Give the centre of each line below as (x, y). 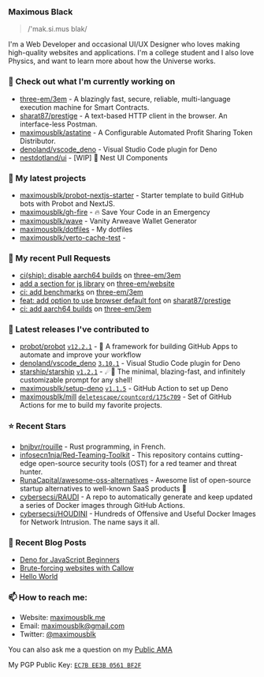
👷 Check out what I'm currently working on (92, 81)
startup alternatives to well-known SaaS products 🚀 (103, 488)
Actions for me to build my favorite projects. (91, 405)
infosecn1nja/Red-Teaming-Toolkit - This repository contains (117, 455)
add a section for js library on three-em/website (97, 284)
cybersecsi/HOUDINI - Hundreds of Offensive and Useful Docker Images (138, 513)
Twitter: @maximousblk (58, 634)
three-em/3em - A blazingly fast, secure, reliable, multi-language (125, 99)
